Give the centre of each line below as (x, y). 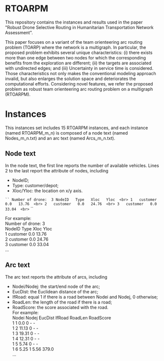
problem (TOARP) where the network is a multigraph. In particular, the (76, 47)
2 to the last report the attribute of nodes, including (57, 170)
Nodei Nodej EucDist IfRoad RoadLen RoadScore (62, 318)
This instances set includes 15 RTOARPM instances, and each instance (77, 128)
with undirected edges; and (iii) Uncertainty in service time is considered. (79, 68)
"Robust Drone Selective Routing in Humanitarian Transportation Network (79, 27)
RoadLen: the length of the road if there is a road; (62, 302)
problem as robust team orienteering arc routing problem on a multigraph (79, 89)
